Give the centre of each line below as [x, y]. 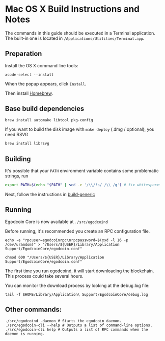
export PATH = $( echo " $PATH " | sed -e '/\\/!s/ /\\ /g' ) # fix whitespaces [83, 185]
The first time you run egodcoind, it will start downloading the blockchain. [80, 271]
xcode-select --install [29, 75]
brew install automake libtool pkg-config [49, 120]
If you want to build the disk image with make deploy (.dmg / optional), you [80, 129]
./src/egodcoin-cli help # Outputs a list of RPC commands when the [77, 329]
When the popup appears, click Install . [46, 84]
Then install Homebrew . [29, 93]
